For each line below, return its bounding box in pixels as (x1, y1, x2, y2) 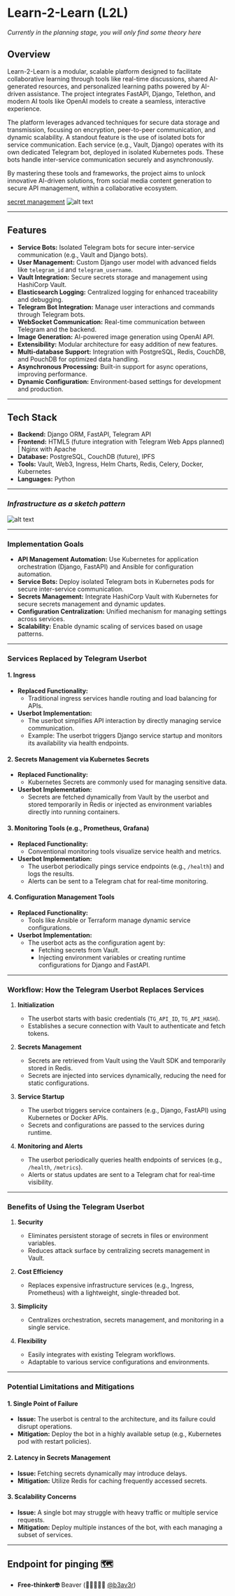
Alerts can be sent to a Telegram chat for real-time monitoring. (27, 877, 208, 885)
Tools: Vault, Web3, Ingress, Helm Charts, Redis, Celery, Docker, (17, 460, 204, 468)
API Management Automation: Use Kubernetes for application (17, 554, 199, 563)
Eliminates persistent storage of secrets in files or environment (27, 1232, 208, 1240)
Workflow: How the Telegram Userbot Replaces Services (7, 985, 204, 995)
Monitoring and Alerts (17, 1142, 83, 1150)
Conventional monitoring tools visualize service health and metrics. (27, 847, 222, 856)
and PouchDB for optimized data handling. (17, 354, 140, 363)
